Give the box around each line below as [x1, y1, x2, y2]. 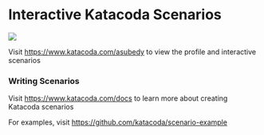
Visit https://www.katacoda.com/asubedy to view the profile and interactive [8, 46, 257, 57]
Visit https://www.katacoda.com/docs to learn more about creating [8, 93, 228, 103]
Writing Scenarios [8, 75, 80, 86]
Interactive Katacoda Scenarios [8, 6, 222, 24]
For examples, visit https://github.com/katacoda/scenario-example [8, 117, 227, 127]
